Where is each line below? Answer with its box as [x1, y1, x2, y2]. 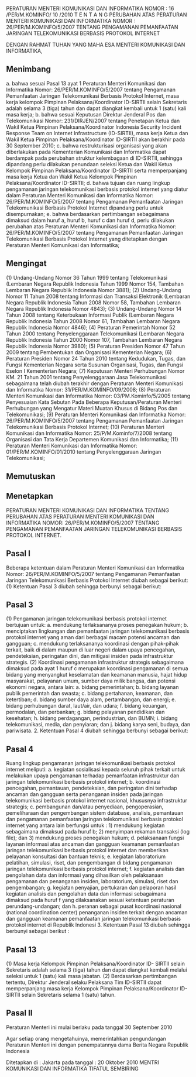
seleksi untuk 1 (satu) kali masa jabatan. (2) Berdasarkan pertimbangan [6, 973, 177, 980]
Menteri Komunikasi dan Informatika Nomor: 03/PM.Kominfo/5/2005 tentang [6, 392, 191, 399]
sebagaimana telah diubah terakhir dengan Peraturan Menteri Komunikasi [6, 380, 183, 387]
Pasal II [6, 1008, 33, 1018]
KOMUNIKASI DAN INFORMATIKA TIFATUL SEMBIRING [6, 1065, 139, 1072]
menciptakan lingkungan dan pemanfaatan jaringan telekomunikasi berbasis [6, 627, 190, 634]
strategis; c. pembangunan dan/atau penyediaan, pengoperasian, [6, 803, 164, 810]
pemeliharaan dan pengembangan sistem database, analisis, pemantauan [6, 810, 184, 817]
